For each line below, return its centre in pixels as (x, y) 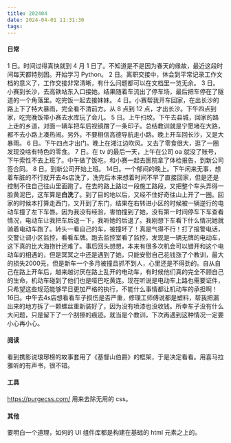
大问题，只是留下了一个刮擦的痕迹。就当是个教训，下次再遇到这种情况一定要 (115, 315)
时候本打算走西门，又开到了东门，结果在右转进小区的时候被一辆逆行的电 (121, 203)
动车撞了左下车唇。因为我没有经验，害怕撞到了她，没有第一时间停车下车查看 (115, 212)
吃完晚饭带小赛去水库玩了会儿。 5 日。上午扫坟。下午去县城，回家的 (116, 117)
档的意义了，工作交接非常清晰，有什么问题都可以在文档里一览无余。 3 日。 (113, 82)
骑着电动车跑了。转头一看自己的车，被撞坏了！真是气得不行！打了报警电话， (115, 229)
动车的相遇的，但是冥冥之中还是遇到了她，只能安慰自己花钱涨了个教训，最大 (115, 254)
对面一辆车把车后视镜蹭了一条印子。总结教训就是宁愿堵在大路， (133, 126)
